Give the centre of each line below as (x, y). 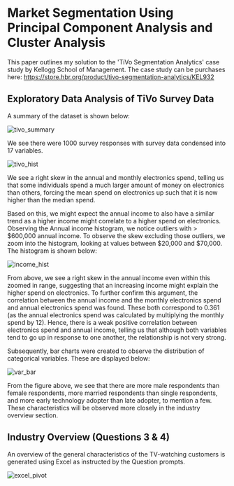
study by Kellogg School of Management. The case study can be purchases (116, 69)
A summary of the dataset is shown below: (69, 116)
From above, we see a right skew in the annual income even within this (109, 277)
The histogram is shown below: (52, 251)
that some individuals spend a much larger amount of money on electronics (116, 185)
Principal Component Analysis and (110, 28)
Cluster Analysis (57, 43)
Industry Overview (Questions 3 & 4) (88, 437)
